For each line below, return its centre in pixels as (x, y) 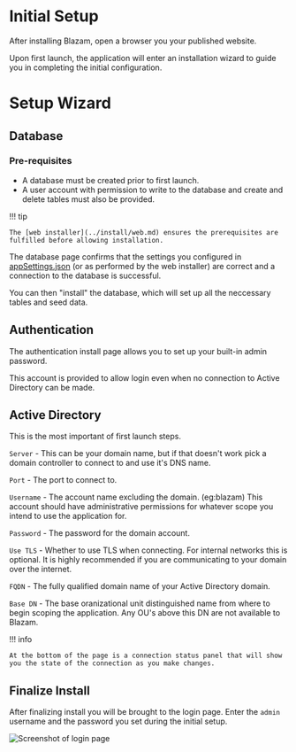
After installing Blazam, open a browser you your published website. (133, 41)
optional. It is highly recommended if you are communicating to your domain (148, 560)
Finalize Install (49, 690)
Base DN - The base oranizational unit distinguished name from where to (140, 603)
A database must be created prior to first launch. (110, 180)
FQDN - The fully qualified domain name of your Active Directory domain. (140, 586)
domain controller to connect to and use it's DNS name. (110, 463)
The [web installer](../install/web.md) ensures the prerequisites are (144, 232)
